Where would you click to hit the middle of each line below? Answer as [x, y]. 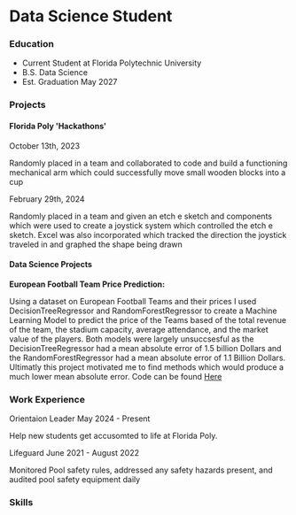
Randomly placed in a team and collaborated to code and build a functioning [148, 163]
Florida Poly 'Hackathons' [58, 126]
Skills [21, 503]
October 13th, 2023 [45, 146]
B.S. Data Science [55, 73]
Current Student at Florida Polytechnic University [112, 63]
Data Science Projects [51, 265]
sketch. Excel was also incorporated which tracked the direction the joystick [148, 234]
